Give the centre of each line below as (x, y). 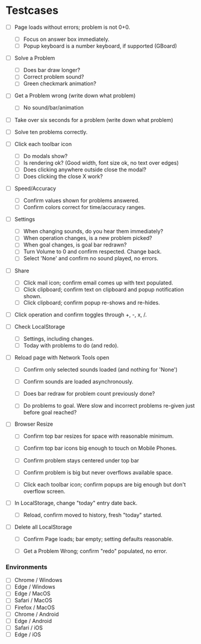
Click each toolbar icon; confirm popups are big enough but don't (104, 484)
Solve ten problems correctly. (51, 132)
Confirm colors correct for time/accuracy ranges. (84, 207)
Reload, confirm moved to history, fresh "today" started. (93, 515)
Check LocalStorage (40, 327)
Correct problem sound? (54, 77)
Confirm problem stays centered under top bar (81, 460)
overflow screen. (44, 491)
